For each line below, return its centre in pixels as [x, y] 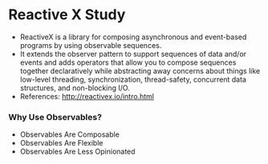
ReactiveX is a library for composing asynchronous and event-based [133, 37]
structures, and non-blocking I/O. [75, 88]
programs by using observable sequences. [91, 45]
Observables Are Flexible [61, 143]
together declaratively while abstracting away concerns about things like [140, 70]
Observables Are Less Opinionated [77, 152]
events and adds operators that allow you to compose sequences [128, 62]
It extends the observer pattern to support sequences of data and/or [133, 54]
